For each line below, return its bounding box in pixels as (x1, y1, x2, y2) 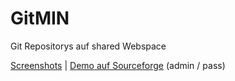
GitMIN (10, 7, 70, 30)
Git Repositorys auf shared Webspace (10, 40, 167, 52)
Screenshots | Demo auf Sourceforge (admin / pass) (10, 59, 226, 71)
